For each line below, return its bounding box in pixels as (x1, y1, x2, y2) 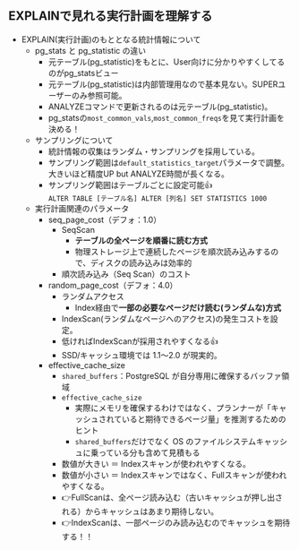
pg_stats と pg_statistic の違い (34, 45, 147, 56)
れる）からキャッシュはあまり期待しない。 (61, 505, 219, 517)
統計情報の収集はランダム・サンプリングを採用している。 (47, 146, 261, 157)
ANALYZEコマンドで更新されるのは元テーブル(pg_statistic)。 (47, 101, 273, 112)
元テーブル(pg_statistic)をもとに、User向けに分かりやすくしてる (47, 56, 286, 67)
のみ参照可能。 (72, 90, 127, 100)
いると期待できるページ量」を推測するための (121, 413, 287, 424)
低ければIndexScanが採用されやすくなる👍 (61, 335, 218, 347)
